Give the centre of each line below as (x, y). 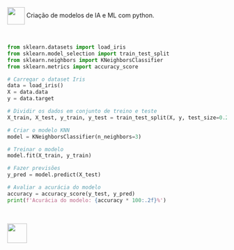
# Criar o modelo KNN (39, 130)
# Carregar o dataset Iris (46, 79)
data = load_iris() (36, 86)
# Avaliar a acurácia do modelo (54, 187)
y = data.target (31, 99)
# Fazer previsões (34, 169)
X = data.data (28, 92)
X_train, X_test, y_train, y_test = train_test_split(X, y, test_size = (113, 118)
